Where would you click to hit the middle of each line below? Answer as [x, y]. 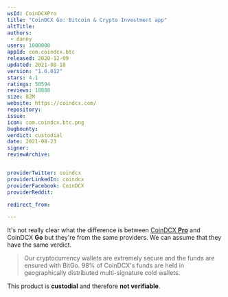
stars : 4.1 [23, 78]
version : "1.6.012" [35, 71]
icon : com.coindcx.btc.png [46, 122]
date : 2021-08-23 [32, 142]
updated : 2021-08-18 [37, 65]
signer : [18, 148]
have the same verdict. [39, 245]
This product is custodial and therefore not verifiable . [84, 286]
